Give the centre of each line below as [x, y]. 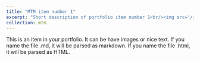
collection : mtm [26, 23]
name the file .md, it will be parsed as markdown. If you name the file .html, [98, 46]
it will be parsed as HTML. [38, 52]
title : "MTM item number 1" [41, 12]
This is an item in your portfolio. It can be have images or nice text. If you [95, 40]
